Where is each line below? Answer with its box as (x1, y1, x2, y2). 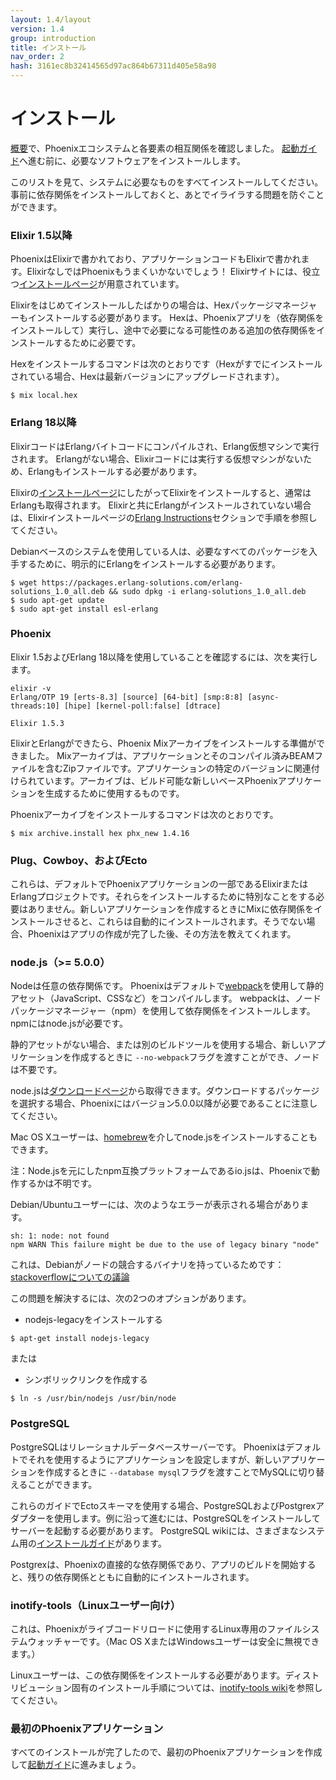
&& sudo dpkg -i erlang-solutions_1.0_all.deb (108, 586, 307, 596)
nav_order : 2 (10, 52, 65, 62)
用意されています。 (106, 278, 185, 290)
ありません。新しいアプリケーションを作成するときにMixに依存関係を (27, 903, 314, 915)
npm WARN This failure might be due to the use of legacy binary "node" (10, 1240, 320, 1250)
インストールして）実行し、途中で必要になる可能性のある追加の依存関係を (10, 324, 317, 336)
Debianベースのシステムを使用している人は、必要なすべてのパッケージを (10, 545, 309, 557)
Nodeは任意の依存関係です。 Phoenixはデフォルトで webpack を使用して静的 (10, 980, 325, 992)
